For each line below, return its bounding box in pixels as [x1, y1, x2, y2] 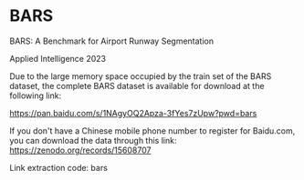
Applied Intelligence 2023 [9, 53, 107, 64]
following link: [9, 90, 62, 101]
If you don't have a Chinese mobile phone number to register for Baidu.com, [9, 125, 296, 136]
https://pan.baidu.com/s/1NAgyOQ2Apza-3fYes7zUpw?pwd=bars [9, 107, 257, 118]
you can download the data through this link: [9, 135, 177, 145]
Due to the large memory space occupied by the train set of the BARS [9, 70, 272, 82]
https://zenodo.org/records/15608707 [9, 145, 152, 155]
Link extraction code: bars [9, 162, 108, 173]
